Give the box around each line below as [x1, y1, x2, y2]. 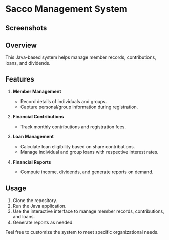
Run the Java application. [12, 203, 67, 209]
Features [5, 75, 34, 84]
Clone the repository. [12, 197, 57, 204]
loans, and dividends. [5, 60, 51, 66]
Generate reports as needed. [12, 219, 74, 226]
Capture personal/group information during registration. [20, 104, 138, 110]
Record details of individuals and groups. [20, 98, 107, 105]
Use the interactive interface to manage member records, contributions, [12, 208, 165, 214]
